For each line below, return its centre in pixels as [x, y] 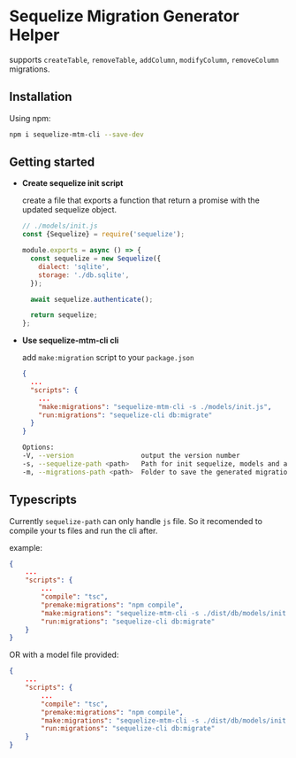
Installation [41, 97]
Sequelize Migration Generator [125, 16]
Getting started [52, 162]
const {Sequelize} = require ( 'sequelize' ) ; [103, 235]
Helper [34, 35]
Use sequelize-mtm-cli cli [70, 340]
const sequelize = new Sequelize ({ [96, 259]
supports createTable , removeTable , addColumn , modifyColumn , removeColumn [144, 59]
